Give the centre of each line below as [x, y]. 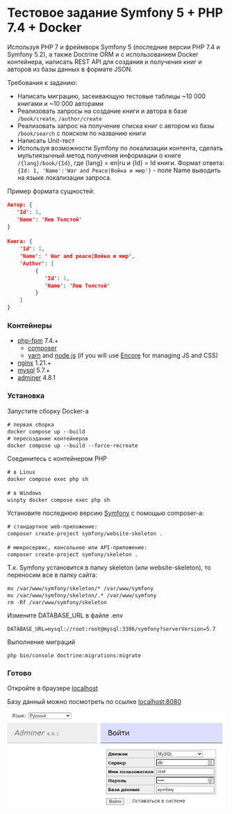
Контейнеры [30, 325]
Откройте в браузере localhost [53, 688]
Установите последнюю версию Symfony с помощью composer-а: [106, 513]
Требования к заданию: [42, 82]
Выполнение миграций [41, 642]
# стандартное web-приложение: [52, 527]
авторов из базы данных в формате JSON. [70, 69]
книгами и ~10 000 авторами [60, 103]
